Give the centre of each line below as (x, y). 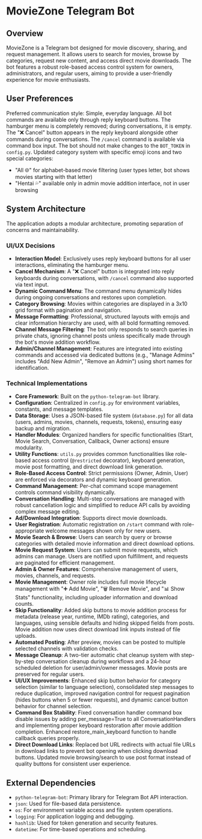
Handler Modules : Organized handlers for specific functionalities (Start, (104, 435)
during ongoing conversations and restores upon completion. (91, 297)
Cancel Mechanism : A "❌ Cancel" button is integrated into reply (95, 271)
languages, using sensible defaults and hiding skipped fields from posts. (105, 623)
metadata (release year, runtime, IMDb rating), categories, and (92, 617)
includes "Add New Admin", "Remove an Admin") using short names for (103, 361)
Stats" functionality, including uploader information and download (96, 597)
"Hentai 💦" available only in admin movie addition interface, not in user (102, 183)
